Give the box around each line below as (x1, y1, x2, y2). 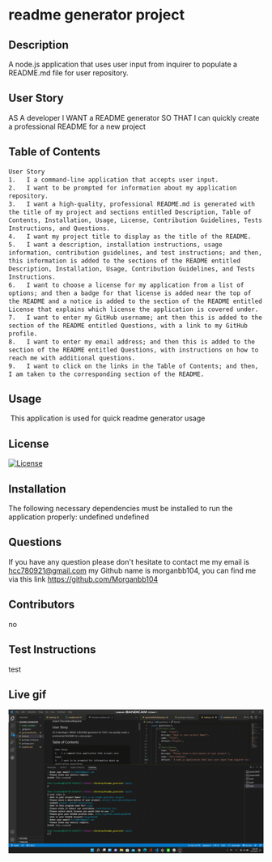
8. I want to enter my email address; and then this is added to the (8, 338, 255, 346)
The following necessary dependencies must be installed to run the (8, 504, 233, 514)
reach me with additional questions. (8, 354, 136, 362)
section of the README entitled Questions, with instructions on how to (8, 346, 259, 354)
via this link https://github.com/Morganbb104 (8, 574, 159, 584)
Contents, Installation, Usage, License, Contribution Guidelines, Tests (8, 216, 263, 224)
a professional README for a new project (8, 122, 146, 131)
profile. (8, 330, 38, 338)
